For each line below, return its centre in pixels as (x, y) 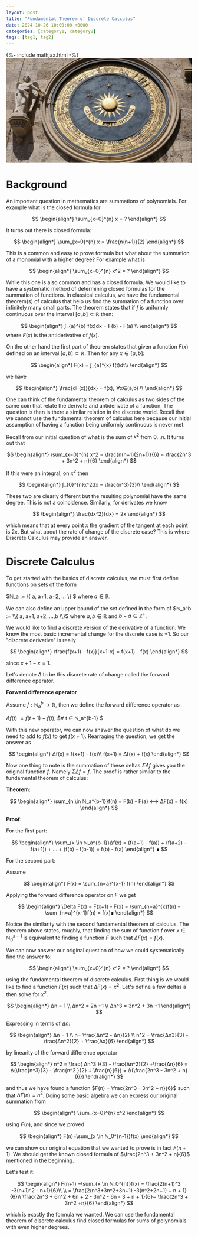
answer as (19, 742)
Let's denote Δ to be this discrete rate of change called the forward (88, 675)
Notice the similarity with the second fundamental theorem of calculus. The (98, 924)
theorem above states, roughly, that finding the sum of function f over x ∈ (96, 930)
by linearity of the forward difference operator (62, 1052)
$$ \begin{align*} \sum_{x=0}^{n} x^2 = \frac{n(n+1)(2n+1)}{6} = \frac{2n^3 (99, 454)
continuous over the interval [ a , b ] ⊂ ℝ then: (60, 314)
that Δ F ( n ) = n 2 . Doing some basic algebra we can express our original (92, 1095)
